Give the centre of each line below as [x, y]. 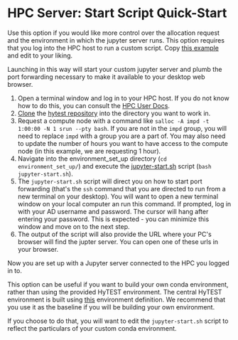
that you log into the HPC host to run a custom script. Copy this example [113, 48]
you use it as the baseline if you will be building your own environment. [111, 307]
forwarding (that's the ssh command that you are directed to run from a [121, 188]
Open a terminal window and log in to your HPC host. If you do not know [123, 98]
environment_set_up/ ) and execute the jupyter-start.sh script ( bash [114, 166]
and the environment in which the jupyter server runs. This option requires [116, 40]
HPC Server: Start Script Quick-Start [117, 13]
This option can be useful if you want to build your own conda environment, [118, 284]
